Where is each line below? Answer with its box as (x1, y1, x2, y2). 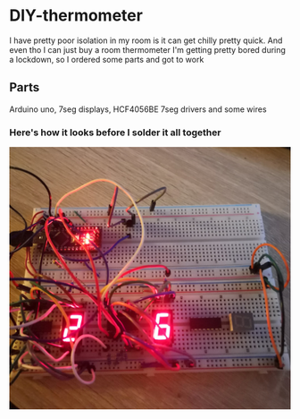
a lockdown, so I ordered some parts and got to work (9, 54, 204, 64)
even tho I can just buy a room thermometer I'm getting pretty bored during (9, 44, 286, 55)
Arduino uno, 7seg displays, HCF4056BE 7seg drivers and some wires (9, 104, 267, 115)
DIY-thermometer (9, 5, 143, 26)
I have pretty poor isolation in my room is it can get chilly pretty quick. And (9, 35, 283, 46)
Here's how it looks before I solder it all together (9, 126, 221, 139)
